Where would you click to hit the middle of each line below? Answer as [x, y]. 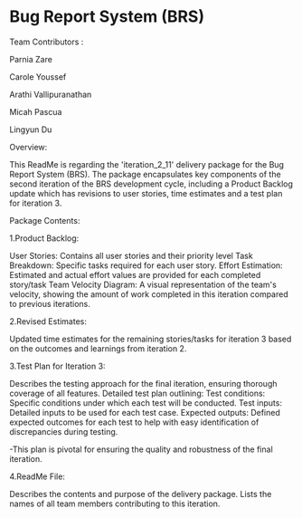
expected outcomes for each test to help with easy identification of [134, 422]
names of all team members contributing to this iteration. [115, 504]
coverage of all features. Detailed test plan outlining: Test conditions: [137, 393]
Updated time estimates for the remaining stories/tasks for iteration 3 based [151, 339]
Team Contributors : [47, 42]
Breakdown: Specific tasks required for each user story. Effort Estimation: [146, 265]
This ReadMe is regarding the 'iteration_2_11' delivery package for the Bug [147, 164]
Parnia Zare [31, 59]
